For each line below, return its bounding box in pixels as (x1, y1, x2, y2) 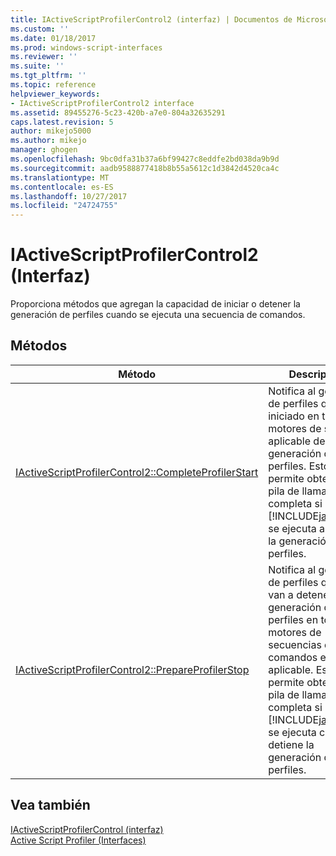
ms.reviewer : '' (10, 52, 78, 62)
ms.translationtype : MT (10, 172, 110, 183)
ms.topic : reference (10, 80, 97, 90)
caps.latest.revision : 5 (10, 117, 114, 127)
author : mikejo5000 (10, 126, 92, 136)
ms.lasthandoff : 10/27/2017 (10, 191, 128, 201)
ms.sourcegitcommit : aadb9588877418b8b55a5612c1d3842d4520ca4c (10, 163, 280, 173)
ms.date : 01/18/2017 (10, 33, 97, 43)
